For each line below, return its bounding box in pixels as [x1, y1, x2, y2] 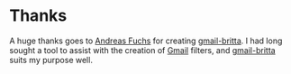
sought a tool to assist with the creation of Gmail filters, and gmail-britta [9, 44, 277, 55]
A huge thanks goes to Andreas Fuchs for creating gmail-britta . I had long [9, 35, 283, 46]
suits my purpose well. [9, 54, 93, 65]
